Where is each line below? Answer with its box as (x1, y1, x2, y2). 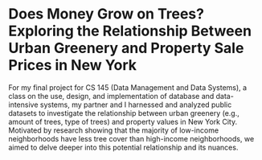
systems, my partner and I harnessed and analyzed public (39, 100, 232, 109)
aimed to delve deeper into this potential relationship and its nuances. (8, 142, 239, 152)
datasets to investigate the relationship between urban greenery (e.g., (8, 108, 239, 117)
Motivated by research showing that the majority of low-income (8, 125, 219, 135)
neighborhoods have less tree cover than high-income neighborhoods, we (8, 133, 255, 143)
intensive (8, 100, 39, 109)
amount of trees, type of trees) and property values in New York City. (8, 117, 238, 126)
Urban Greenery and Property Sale (8, 39, 244, 57)
